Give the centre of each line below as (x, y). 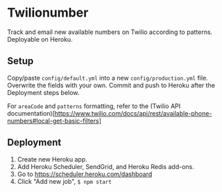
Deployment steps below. (43, 92)
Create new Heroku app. (52, 159)
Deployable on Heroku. (40, 39)
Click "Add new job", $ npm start (65, 181)
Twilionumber (48, 13)
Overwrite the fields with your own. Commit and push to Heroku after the (111, 85)
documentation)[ (31, 113)
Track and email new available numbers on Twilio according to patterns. (110, 32)
